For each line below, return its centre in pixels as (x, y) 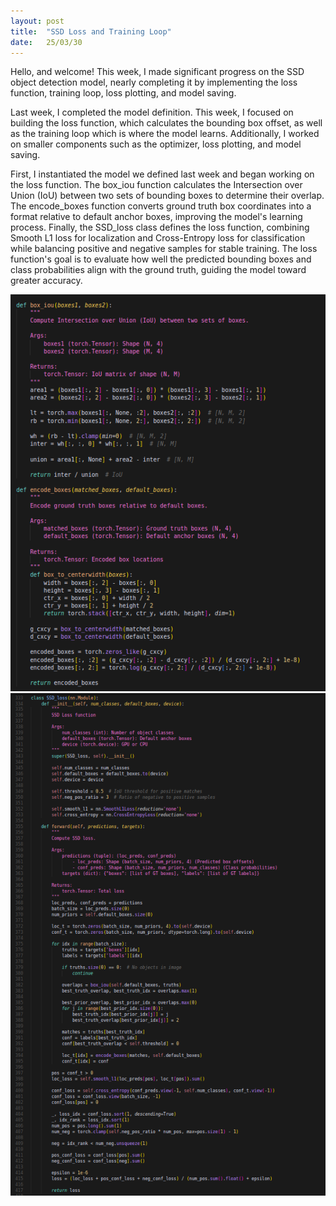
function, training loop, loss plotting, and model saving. (123, 93)
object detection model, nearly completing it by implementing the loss (154, 82)
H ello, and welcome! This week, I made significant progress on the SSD (157, 72)
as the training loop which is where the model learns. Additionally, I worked (165, 134)
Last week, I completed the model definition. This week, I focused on (152, 112)
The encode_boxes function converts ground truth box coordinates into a (161, 206)
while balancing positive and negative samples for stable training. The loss (164, 249)
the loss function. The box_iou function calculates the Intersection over (156, 185)
